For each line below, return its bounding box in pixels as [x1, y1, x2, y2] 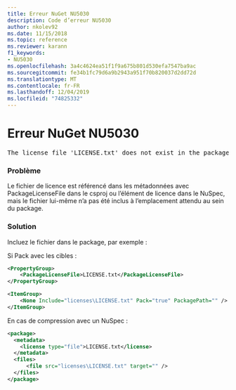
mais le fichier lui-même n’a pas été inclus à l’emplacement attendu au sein [7, 197, 225, 205]
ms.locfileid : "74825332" [7, 96, 83, 103]
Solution [7, 222, 37, 232]
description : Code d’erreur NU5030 [7, 17, 112, 24]
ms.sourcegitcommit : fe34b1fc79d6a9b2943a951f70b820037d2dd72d [7, 69, 197, 76]
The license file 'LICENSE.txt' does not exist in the [7, 148, 200, 157]
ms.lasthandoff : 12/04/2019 [7, 89, 90, 96]
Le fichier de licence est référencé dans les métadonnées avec [7, 182, 190, 190]
